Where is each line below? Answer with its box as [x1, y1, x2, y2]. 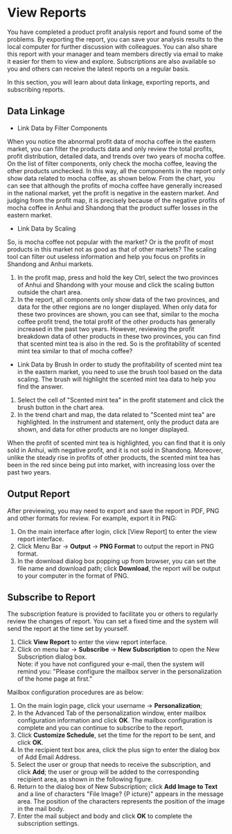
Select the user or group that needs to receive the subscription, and [17, 761, 211, 769]
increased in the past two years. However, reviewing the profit [17, 324, 195, 333]
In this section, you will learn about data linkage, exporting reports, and [7, 78, 210, 86]
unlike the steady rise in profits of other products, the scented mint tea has [7, 453, 220, 461]
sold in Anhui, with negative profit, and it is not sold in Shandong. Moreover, [7, 445, 223, 454]
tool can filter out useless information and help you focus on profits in [7, 252, 206, 260]
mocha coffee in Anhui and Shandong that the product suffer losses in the [7, 203, 218, 212]
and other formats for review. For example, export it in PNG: [7, 514, 177, 522]
